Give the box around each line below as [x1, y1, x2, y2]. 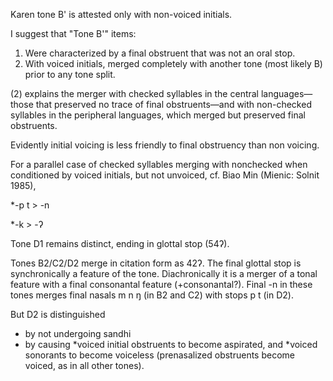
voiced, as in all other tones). [24, 360, 145, 371]
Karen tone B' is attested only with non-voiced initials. [10, 9, 233, 20]
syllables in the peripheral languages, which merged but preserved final [10, 109, 306, 121]
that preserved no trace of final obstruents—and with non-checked [35, 99, 312, 110]
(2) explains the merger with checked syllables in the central [10, 88, 260, 99]
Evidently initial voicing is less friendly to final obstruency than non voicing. [10, 139, 320, 151]
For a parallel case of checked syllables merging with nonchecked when [10, 159, 308, 170]
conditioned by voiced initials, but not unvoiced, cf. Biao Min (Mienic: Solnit [10, 169, 320, 181]
